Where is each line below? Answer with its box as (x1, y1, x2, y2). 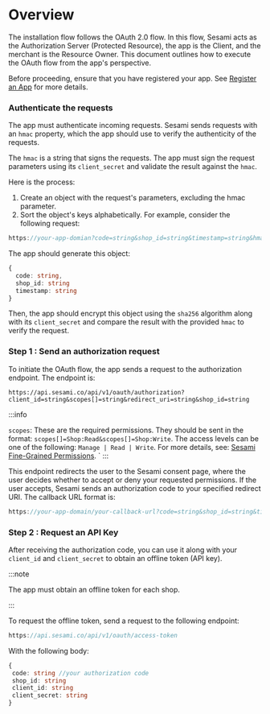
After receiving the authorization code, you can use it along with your (8, 545, 238, 555)
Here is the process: (8, 177, 76, 187)
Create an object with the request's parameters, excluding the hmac (19, 193, 246, 203)
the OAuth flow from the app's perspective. (8, 58, 152, 68)
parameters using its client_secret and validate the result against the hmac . (8, 162, 257, 171)
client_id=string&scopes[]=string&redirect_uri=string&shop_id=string (8, 395, 250, 403)
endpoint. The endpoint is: (8, 373, 96, 382)
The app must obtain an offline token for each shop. (8, 584, 181, 594)
